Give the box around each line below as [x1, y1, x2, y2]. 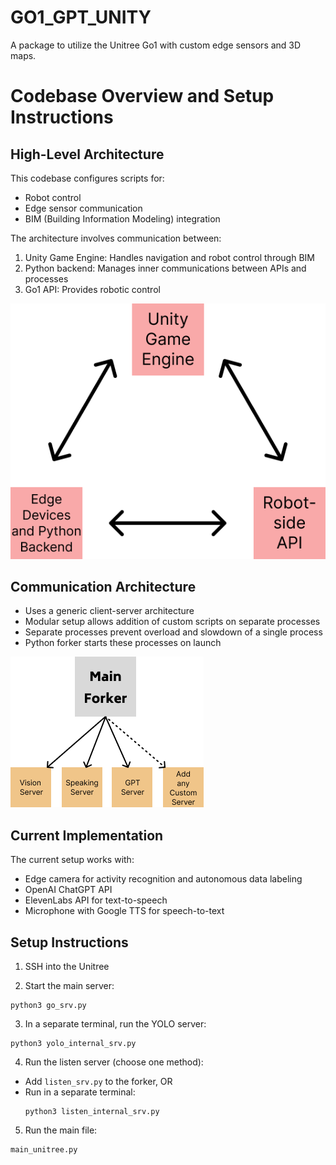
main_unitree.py [10, 1145, 78, 1155]
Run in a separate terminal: [24, 1086, 136, 1098]
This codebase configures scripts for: [10, 172, 165, 184]
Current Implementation [10, 827, 164, 844]
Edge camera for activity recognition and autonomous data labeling [24, 873, 303, 885]
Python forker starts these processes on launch [24, 637, 222, 649]
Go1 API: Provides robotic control [24, 283, 161, 295]
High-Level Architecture [10, 146, 165, 163]
